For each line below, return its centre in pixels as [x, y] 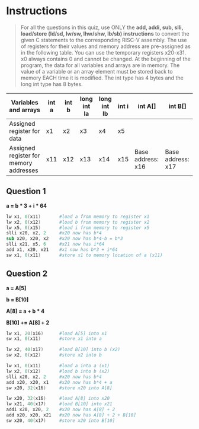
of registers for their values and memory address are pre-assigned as [105, 46]
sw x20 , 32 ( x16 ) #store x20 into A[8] [59, 388]
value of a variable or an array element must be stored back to [97, 71]
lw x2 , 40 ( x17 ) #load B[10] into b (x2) [63, 349]
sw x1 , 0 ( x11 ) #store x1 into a [54, 339]
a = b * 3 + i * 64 [27, 205]
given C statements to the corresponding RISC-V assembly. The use [104, 40]
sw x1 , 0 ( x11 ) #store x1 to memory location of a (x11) [84, 255]
